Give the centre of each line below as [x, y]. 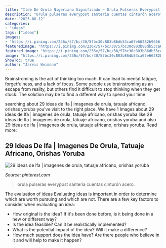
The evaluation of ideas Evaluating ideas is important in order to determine [81, 194]
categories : [17, 23]
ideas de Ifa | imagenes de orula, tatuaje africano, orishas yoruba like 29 [79, 114]
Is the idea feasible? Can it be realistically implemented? [69, 224]
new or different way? [34, 219]
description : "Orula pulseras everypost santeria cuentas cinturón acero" [84, 14]
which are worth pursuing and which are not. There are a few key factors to [82, 199]
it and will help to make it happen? [47, 240]
